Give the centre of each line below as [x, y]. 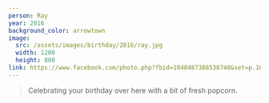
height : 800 [36, 61]
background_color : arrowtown [57, 30]
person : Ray [28, 16]
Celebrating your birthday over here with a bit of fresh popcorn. [132, 90]
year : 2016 [26, 23]
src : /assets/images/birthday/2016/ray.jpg [89, 46]
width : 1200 [36, 53]
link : [17, 68]
